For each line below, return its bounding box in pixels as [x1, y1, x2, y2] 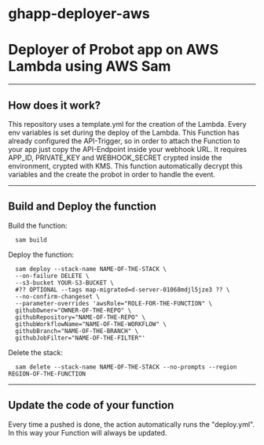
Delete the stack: [8, 347, 63, 357]
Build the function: [8, 221, 68, 230]
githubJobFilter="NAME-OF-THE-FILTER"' [15, 334, 146, 342]
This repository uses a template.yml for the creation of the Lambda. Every [8, 119, 247, 128]
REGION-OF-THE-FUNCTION [8, 369, 86, 378]
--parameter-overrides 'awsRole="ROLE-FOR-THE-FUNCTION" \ [15, 299, 213, 307]
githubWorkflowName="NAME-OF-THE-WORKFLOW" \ [15, 320, 167, 328]
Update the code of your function [8, 399, 174, 412]
